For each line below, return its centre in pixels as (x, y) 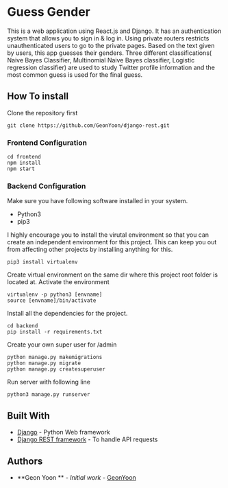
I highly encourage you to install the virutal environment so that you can (108, 235)
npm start (21, 169)
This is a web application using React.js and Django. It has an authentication (114, 31)
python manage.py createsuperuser (56, 369)
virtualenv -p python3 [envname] (55, 295)
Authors (25, 461)
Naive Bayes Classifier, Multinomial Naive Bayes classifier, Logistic (101, 60)
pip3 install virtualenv (42, 262)
